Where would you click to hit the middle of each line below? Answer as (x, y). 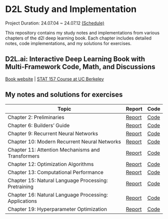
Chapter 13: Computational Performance (56, 172)
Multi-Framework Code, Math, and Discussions (80, 67)
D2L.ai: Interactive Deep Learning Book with (75, 59)
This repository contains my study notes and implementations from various (82, 32)
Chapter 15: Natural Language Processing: (58, 180)
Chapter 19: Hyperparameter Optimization (57, 209)
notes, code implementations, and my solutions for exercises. (68, 43)
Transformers (24, 156)
